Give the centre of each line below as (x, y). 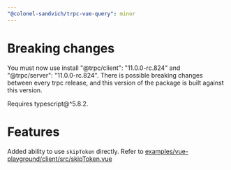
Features (33, 132)
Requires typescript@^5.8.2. (48, 104)
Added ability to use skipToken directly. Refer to (76, 151)
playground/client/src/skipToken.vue (60, 159)
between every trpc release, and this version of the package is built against (115, 83)
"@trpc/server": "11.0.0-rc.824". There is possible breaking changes (105, 75)
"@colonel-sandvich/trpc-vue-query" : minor (72, 14)
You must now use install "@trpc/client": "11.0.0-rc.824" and (94, 68)
